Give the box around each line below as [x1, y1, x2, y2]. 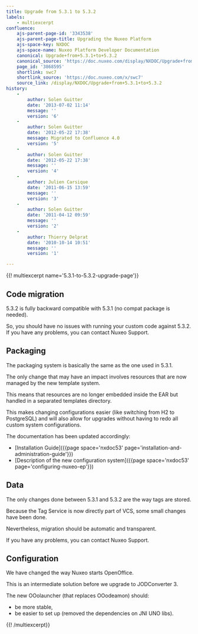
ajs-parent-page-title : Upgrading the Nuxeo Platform [16, 36, 151, 42]
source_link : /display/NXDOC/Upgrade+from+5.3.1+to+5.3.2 [16, 80, 162, 86]
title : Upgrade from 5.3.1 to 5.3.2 [6, 8, 96, 15]
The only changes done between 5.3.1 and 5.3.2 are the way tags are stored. [6, 496, 192, 503]
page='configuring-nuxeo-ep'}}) [14, 462, 94, 470]
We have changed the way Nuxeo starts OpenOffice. [6, 569, 134, 577]
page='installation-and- [124, 444, 182, 451]
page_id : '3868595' [16, 63, 65, 70]
